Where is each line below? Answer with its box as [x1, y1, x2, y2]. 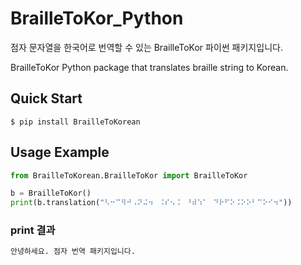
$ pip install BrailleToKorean [10, 117, 141, 127]
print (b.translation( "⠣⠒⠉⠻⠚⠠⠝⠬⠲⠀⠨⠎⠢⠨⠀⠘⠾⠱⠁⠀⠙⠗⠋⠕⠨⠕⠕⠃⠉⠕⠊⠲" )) [10, 198, 293, 208]
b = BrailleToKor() [10, 188, 92, 199]
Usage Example [10, 144, 110, 161]
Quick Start [10, 90, 83, 107]
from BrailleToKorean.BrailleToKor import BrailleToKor [10, 170, 248, 181]
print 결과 [10, 223, 56, 237]
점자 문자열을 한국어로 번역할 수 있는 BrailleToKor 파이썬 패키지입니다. [10, 41, 283, 53]
